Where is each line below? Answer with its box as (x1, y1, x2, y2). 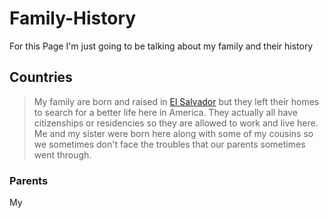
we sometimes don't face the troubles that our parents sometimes (33, 138, 306, 150)
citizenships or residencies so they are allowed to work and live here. (33, 117, 319, 129)
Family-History (9, 7, 137, 30)
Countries (9, 69, 73, 86)
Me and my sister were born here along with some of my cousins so (33, 127, 314, 139)
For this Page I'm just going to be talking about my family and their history (9, 40, 314, 52)
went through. (33, 148, 92, 161)
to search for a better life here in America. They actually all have (33, 106, 298, 118)
